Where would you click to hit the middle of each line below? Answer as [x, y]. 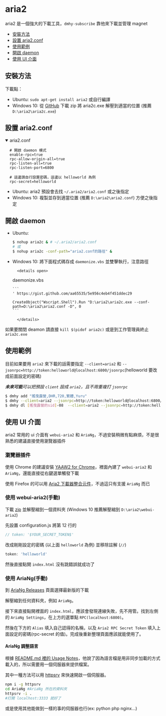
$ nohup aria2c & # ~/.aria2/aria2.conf [54, 242]
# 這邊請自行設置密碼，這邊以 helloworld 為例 [53, 177]
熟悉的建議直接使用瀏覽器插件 [35, 441]
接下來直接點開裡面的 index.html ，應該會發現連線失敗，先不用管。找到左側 [82, 611]
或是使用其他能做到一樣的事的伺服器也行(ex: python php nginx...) [71, 708]
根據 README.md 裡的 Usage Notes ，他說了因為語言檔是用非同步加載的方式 [83, 658]
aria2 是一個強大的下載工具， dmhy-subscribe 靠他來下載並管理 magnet [76, 23]
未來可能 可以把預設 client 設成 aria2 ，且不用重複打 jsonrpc [66, 387]
